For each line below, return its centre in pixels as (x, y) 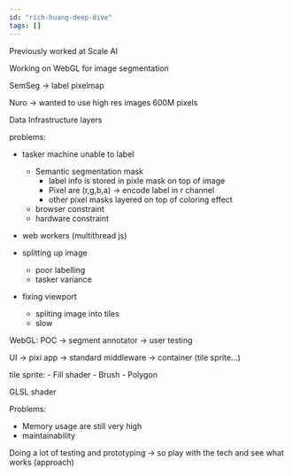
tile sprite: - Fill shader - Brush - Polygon (83, 374)
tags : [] (25, 26)
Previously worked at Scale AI (63, 51)
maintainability (49, 435)
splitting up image (54, 253)
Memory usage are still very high (82, 425)
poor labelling (60, 269)
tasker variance (63, 279)
